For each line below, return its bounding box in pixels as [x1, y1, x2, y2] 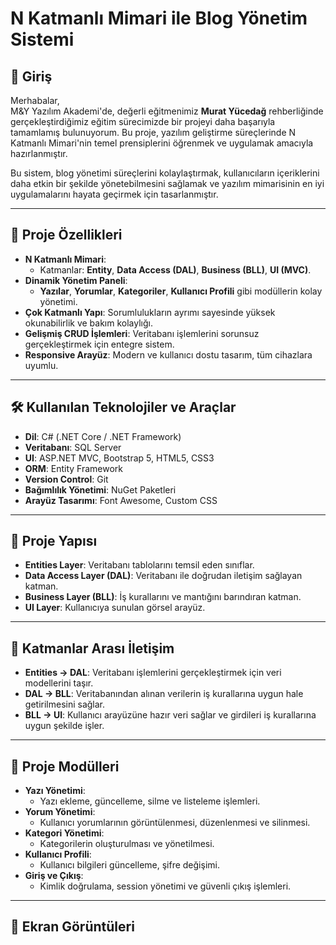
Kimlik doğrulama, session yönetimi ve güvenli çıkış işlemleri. [39, 880, 292, 892]
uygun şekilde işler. [24, 720, 105, 732]
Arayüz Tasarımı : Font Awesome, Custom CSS [24, 494, 218, 506]
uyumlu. [24, 359, 59, 371]
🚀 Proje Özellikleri [10, 227, 123, 244]
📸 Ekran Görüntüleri [10, 918, 135, 936]
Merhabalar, [10, 95, 60, 106]
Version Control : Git [24, 473, 109, 485]
